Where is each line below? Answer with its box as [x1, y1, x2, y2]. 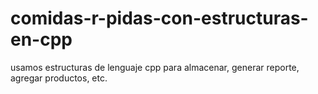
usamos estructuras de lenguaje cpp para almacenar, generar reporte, [10, 61, 300, 73]
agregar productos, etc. [10, 72, 108, 84]
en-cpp [10, 28, 73, 51]
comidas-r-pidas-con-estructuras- [10, 7, 309, 30]
